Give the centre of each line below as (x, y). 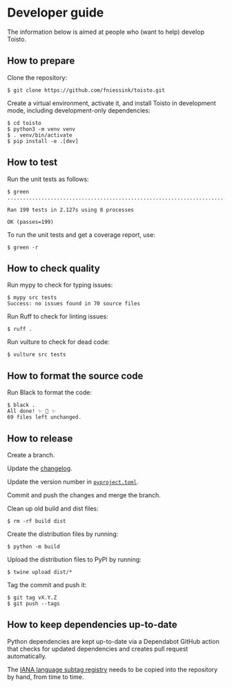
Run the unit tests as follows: (48, 179)
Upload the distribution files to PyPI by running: (74, 560)
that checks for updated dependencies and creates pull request (98, 649)
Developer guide (56, 13)
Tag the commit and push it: (47, 585)
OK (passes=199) (30, 222)
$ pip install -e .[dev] (43, 141)
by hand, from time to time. (46, 677)
